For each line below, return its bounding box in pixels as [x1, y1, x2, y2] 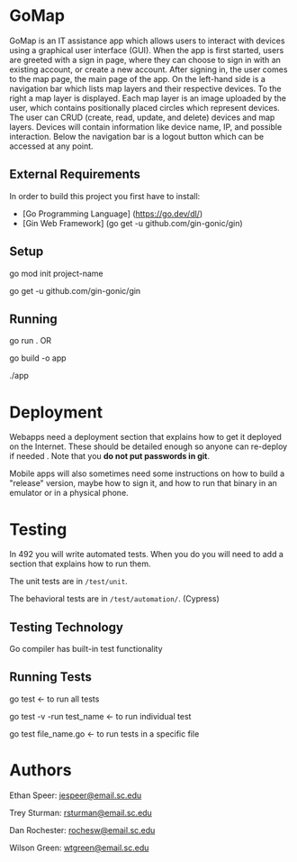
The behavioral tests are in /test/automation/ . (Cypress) [9, 593, 220, 604]
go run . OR [9, 335, 52, 346]
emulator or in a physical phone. [9, 488, 129, 499]
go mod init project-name [9, 268, 103, 279]
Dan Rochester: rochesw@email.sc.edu [9, 824, 156, 835]
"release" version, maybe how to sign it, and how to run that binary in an [9, 478, 277, 489]
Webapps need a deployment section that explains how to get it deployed [9, 432, 282, 443]
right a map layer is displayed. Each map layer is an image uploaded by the [9, 92, 286, 104]
